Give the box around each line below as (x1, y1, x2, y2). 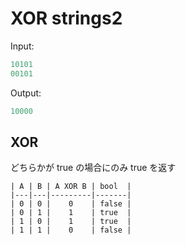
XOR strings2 (10, 7, 123, 30)
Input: (10, 40, 35, 52)
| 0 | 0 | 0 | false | (10, 199, 132, 209)
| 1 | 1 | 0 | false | (10, 225, 132, 236)
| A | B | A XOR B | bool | (10, 182, 132, 192)
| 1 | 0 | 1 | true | (10, 217, 132, 227)
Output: (10, 87, 42, 99)
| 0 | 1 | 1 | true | (10, 208, 132, 218)
